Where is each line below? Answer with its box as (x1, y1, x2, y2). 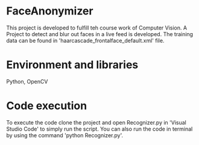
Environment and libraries (6, 58, 139, 72)
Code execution (6, 99, 87, 113)
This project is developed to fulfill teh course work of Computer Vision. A (6, 24, 188, 31)
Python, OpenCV (6, 78, 48, 85)
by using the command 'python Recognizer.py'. (6, 131, 124, 139)
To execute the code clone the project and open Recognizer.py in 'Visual (6, 119, 187, 126)
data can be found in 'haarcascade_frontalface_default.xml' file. (6, 37, 165, 44)
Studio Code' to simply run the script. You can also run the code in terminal (6, 125, 193, 132)
